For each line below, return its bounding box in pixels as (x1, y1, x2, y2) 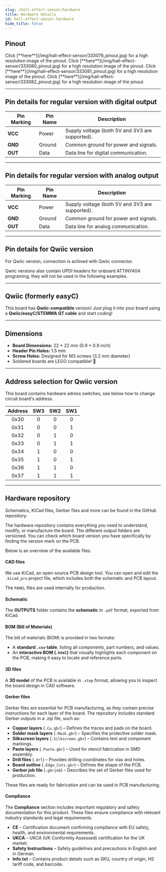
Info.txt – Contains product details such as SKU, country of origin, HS (12, 856, 155, 862)
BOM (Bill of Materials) (5, 623, 53, 629)
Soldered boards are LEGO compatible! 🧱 (12, 359, 96, 364)
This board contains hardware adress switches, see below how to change (5, 390, 155, 396)
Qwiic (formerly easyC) (5, 292, 79, 300)
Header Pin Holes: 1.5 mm (12, 348, 66, 354)
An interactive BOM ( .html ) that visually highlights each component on (12, 650, 157, 656)
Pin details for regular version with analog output (5, 171, 159, 180)
